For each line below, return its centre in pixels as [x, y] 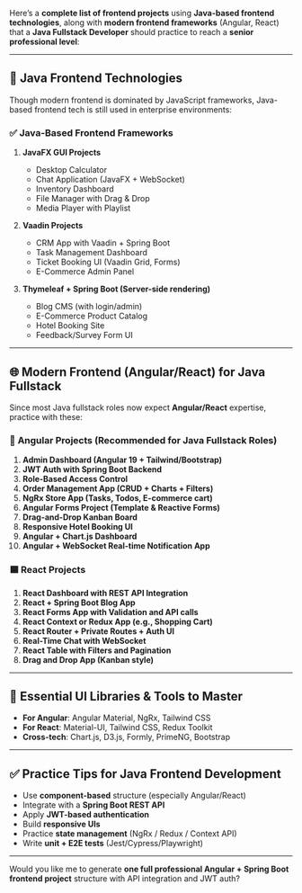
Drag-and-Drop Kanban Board [80, 517]
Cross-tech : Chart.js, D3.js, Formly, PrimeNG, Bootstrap [126, 737]
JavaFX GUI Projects [62, 153]
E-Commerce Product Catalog [92, 316]
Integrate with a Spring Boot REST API [93, 805]
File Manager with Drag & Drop [93, 199]
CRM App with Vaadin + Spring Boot [103, 243]
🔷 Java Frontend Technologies [96, 79]
